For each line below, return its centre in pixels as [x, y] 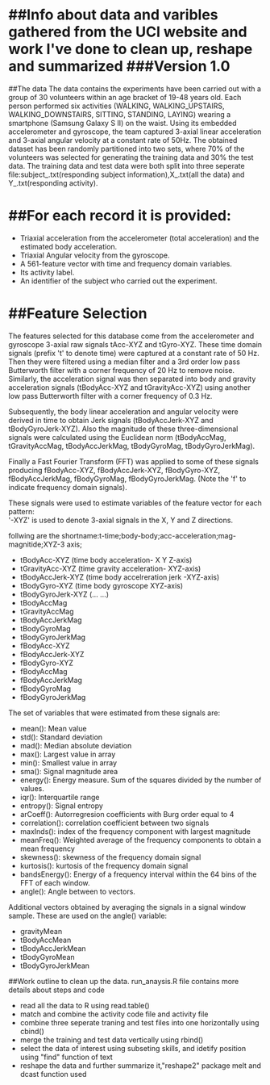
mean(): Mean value [53, 728]
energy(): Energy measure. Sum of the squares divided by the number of [141, 780]
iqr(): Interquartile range [60, 797]
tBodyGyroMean [47, 957]
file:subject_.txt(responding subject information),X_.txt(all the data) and [127, 174]
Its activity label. [47, 272]
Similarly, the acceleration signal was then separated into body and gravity [132, 379]
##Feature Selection [78, 314]
